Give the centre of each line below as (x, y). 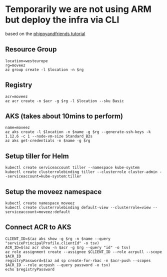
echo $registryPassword (30, 269)
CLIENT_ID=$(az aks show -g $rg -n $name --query (58, 238)
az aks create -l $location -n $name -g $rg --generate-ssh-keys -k (78, 132)
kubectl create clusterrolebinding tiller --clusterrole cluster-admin (81, 172)
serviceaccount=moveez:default (38, 212)
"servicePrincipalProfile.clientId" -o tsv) (52, 243)
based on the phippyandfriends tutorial (45, 33)
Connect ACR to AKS (38, 227)
